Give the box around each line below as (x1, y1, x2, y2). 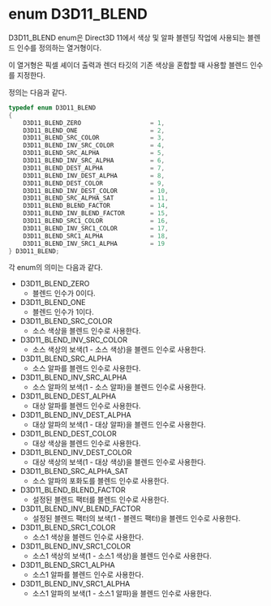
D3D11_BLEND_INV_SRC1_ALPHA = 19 (23, 239, 165, 247)
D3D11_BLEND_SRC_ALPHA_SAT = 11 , (23, 194, 169, 203)
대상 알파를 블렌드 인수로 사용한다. (32, 401, 141, 410)
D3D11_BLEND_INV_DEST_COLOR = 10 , (23, 187, 169, 195)
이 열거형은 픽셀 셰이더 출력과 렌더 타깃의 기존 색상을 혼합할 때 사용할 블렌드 (8, 60, 249, 70)
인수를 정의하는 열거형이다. (16, 42, 102, 53)
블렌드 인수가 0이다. (32, 289, 96, 299)
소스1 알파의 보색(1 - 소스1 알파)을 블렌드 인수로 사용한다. (32, 589, 213, 599)
